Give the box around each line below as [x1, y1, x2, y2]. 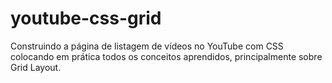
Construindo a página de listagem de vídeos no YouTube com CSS [10, 40, 284, 52]
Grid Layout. [10, 61, 62, 73]
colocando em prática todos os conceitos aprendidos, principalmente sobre [10, 50, 323, 62]
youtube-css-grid [10, 7, 162, 30]
